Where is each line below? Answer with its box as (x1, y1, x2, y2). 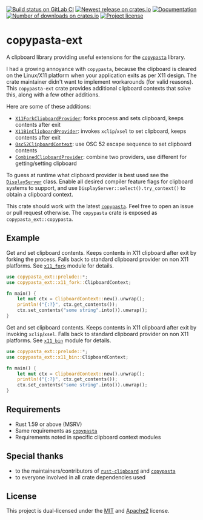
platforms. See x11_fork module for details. (6, 262, 114, 269)
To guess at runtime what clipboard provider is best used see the (6, 171, 168, 178)
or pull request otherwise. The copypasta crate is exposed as (6, 209, 158, 216)
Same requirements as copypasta (15, 427, 98, 434)
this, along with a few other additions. (6, 91, 100, 98)
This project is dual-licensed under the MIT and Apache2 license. (6, 507, 170, 515)
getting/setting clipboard (15, 160, 77, 167)
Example (6, 233, 40, 243)
